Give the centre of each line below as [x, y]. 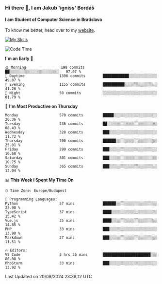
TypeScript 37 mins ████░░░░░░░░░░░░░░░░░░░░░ [81, 212]
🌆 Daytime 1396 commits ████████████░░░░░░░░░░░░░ [81, 76]
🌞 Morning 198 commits [45, 68]
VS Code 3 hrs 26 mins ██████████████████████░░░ [81, 255]
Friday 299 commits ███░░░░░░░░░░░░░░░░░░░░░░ [81, 150]
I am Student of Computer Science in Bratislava [54, 19]
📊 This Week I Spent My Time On [39, 180]
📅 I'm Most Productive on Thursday [41, 106]
